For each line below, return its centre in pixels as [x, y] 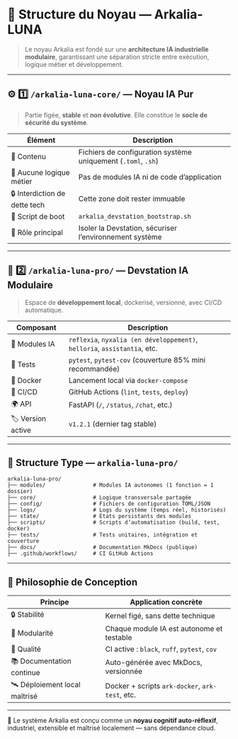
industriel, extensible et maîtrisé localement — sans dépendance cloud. [112, 728]
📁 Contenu [28, 156]
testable [119, 637]
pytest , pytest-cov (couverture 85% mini [137, 360]
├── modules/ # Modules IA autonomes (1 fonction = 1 [110, 485]
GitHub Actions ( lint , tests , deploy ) [129, 392]
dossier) [20, 492]
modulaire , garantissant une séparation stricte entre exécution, [117, 57]
